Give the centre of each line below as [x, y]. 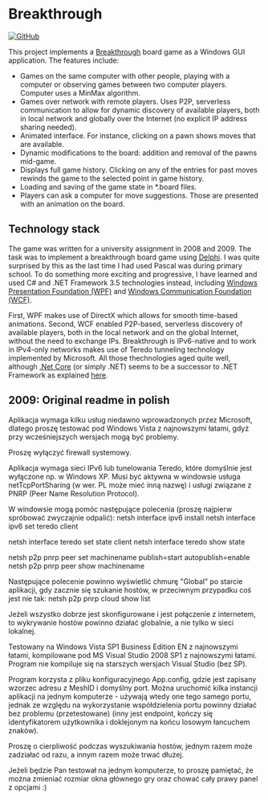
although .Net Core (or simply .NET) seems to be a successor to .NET [123, 366]
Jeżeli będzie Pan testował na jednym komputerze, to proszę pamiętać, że [131, 770]
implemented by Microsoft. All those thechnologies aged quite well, [120, 357]
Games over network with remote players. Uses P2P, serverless [125, 101]
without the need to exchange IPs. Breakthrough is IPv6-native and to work [132, 341]
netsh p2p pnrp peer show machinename [77, 565]
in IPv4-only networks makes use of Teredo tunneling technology [116, 349]
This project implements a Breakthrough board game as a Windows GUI [127, 51]
